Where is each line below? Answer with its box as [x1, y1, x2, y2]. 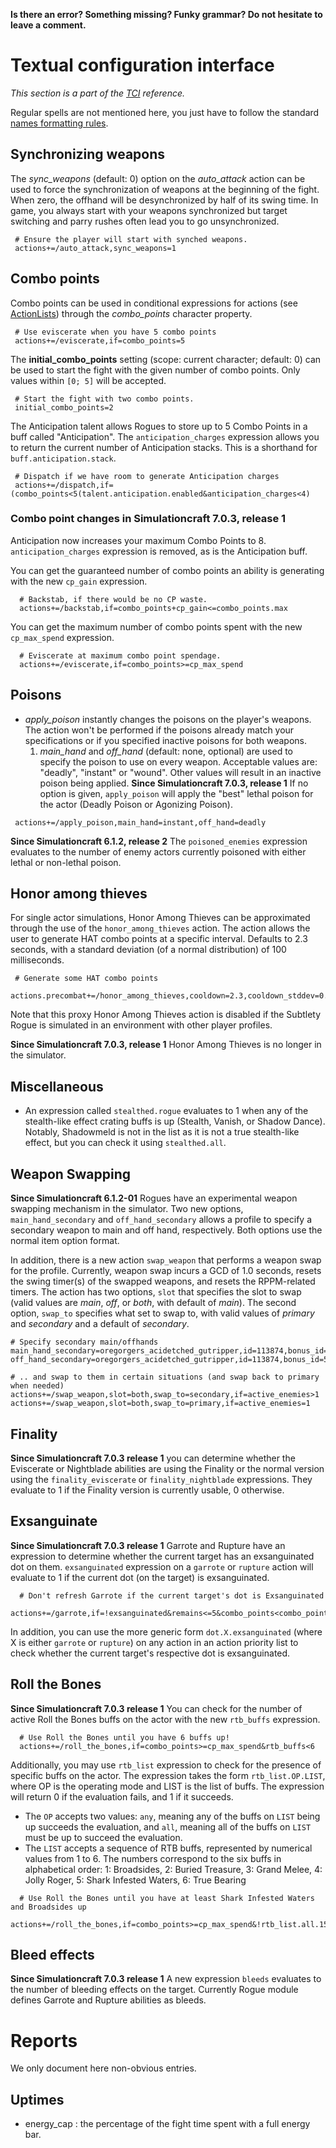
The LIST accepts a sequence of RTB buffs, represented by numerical [24, 1842, 313, 1854]
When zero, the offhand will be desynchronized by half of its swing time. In [10, 194, 319, 206]
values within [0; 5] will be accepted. [10, 374, 167, 386]
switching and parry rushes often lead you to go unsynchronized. [10, 215, 280, 227]
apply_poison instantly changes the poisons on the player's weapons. [24, 713, 312, 725]
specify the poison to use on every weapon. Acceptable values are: [39, 755, 318, 768]
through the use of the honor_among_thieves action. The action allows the [10, 922, 311, 934]
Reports [10, 2029, 78, 2052]
